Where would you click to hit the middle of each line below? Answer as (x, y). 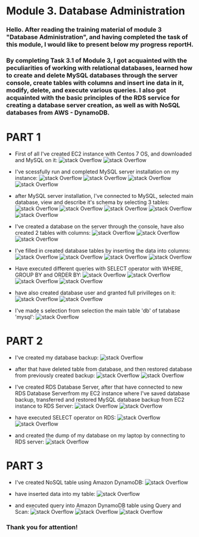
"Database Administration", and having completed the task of (97, 37)
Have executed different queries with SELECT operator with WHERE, (99, 268)
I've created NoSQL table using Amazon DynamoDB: (79, 482)
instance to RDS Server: (44, 406)
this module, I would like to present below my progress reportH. (100, 45)
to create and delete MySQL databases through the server (92, 76)
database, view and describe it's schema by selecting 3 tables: (92, 202)
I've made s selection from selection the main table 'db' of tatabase (97, 311)
